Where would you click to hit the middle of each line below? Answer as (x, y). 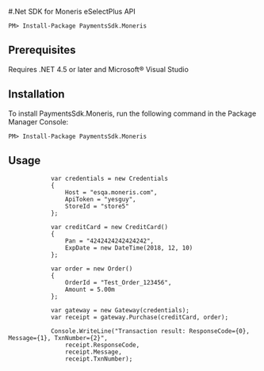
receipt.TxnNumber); (99, 359)
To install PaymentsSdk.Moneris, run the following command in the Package (132, 113)
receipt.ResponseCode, (102, 345)
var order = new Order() (92, 269)
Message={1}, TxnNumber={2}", (58, 338)
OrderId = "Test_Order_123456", (118, 283)
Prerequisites (42, 50)
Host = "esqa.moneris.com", (111, 193)
